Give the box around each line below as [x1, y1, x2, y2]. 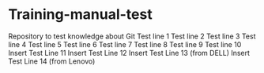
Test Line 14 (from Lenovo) [8, 57, 96, 66]
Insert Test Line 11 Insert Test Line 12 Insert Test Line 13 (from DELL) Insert [8, 48, 251, 57]
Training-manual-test [8, 5, 153, 24]
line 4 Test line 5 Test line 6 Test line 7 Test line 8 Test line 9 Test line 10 [8, 39, 242, 49]
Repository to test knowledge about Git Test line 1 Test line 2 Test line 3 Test [8, 31, 256, 41]
